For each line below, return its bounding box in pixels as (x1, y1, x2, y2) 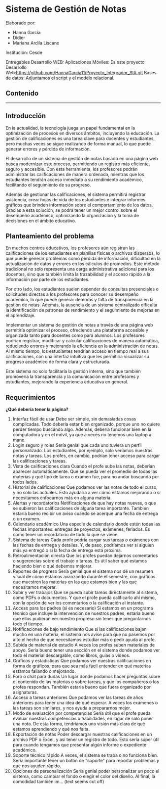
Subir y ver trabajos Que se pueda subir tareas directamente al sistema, (12, 590, 159, 596)
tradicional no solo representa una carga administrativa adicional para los (5, 266, 155, 272)
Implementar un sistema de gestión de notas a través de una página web (5, 322, 153, 328)
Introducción (5, 112, 46, 120)
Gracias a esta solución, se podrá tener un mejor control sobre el (5, 207, 137, 213)
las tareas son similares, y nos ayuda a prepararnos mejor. (12, 705, 132, 711)
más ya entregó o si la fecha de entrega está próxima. (12, 548, 122, 554)
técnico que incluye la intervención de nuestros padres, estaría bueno (12, 610, 155, 616)
